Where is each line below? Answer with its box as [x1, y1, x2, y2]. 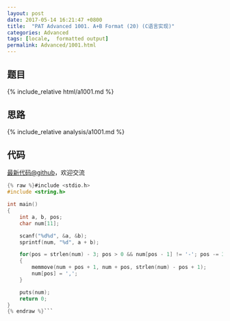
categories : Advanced [7, 29, 69, 36]
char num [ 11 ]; [19, 220, 60, 227]
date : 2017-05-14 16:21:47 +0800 [7, 16, 103, 23]
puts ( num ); [19, 289, 51, 296]
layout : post [7, 10, 44, 17]
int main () [7, 201, 38, 208]
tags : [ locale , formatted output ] [7, 36, 109, 42]
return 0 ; [19, 295, 48, 302]
